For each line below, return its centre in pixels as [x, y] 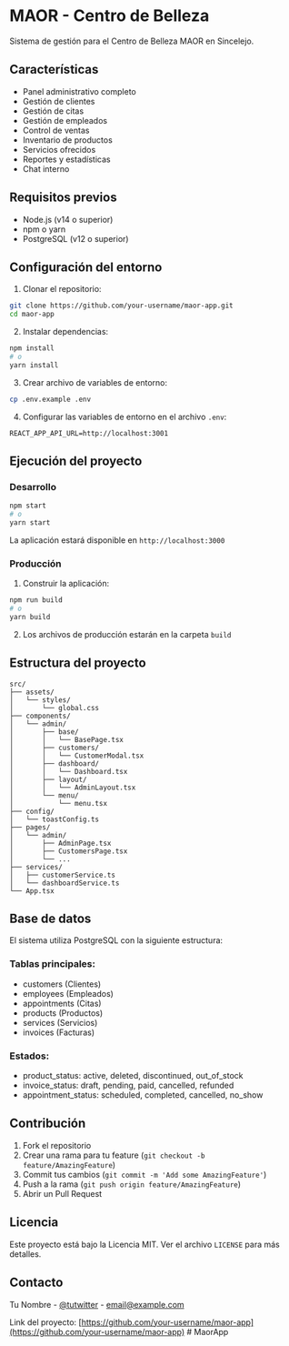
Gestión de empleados [65, 120]
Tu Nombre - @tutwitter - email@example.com [97, 1304]
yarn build [30, 617]
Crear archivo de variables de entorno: [95, 382]
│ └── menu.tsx [58, 803]
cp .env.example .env [50, 399]
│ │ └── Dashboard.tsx [69, 771]
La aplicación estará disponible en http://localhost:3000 [117, 540]
